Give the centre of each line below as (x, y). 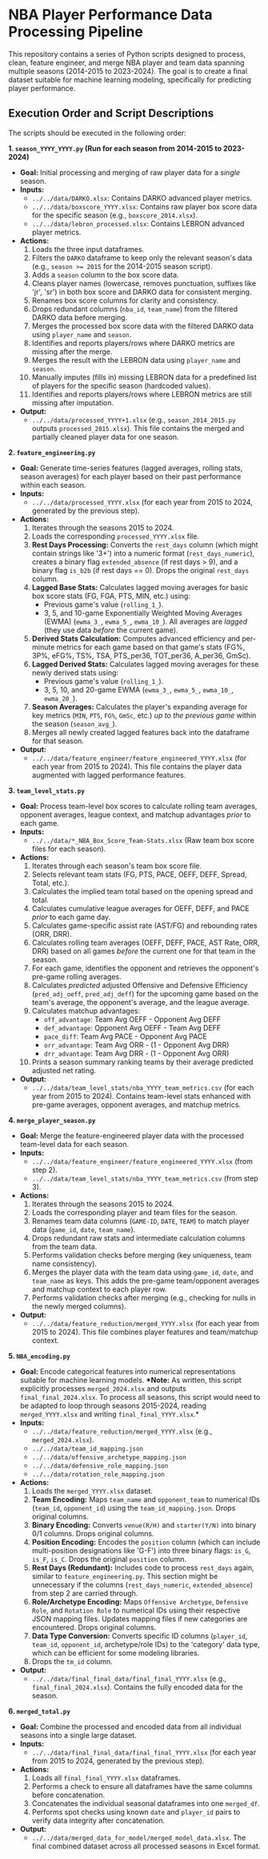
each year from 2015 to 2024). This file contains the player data (137, 766)
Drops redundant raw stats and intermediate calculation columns (138, 1238)
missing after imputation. (73, 402)
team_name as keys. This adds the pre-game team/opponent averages (146, 1280)
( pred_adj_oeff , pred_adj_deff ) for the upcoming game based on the (145, 994)
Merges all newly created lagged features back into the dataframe (140, 732)
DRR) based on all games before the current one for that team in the (144, 951)
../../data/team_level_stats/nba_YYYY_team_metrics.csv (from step (145, 1178)
